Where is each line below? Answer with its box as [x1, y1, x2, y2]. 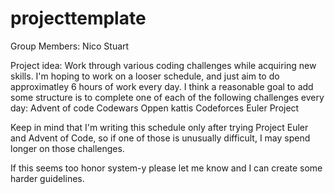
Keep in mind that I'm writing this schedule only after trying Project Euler [10, 121, 309, 133]
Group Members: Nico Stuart [10, 40, 130, 52]
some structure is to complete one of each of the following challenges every [10, 91, 325, 103]
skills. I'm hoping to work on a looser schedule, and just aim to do [10, 70, 280, 82]
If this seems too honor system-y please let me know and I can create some [10, 162, 323, 174]
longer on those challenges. [10, 142, 125, 154]
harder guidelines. [10, 172, 85, 184]
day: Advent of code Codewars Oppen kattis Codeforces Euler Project [10, 102, 300, 114]
